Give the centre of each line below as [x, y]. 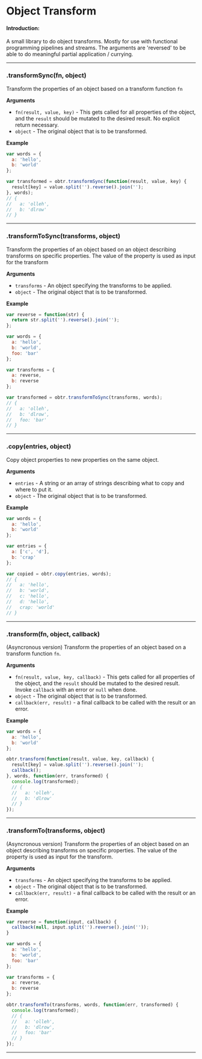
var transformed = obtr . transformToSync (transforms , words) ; [84, 398]
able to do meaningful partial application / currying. [70, 54]
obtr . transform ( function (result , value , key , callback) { [80, 759]
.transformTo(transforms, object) [56, 831]
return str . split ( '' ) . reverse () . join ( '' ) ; [66, 320]
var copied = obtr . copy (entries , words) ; [59, 574]
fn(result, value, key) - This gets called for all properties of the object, [105, 112]
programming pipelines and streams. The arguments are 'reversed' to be [96, 48]
